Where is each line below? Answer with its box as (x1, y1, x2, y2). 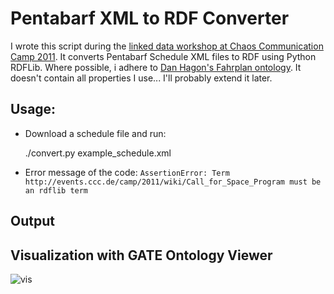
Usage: (10, 101, 57, 118)
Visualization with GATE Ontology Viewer (10, 247, 273, 264)
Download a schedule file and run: (24, 127, 167, 139)
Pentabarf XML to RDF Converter (10, 7, 290, 30)
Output (10, 213, 55, 230)
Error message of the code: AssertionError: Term (24, 166, 230, 178)
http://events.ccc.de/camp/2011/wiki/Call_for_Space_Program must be (24, 177, 322, 187)
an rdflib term (24, 185, 89, 196)
